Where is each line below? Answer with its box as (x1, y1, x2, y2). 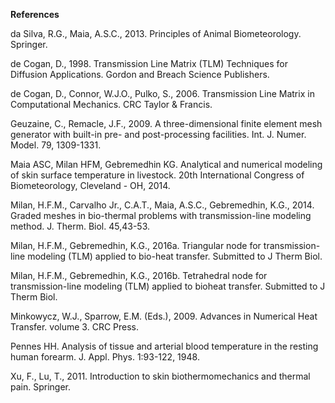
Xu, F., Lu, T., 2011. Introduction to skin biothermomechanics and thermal (10, 370, 311, 382)
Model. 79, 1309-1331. (10, 139, 102, 151)
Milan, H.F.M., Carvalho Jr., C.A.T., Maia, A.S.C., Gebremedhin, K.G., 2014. (10, 199, 315, 211)
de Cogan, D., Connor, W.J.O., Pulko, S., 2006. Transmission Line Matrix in (10, 88, 315, 99)
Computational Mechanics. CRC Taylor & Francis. (10, 99, 213, 110)
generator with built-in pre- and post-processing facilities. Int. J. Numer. (10, 129, 307, 140)
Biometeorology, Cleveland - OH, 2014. (10, 180, 171, 191)
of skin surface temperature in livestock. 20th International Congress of (10, 169, 305, 181)
